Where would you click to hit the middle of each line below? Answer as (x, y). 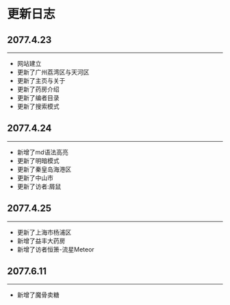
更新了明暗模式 (38, 160)
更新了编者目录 (38, 98)
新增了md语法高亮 (42, 152)
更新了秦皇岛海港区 (44, 169)
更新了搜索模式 (38, 106)
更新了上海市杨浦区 (44, 232)
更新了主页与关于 (41, 81)
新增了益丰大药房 (41, 241)
